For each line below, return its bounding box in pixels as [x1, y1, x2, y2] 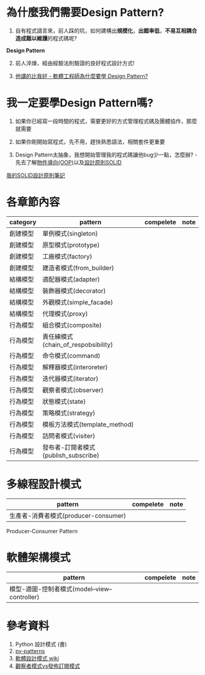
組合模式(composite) [42, 321, 102, 329]
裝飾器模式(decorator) [42, 286, 106, 295]
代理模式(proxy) [42, 309, 88, 318]
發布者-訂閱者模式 [42, 443, 96, 451]
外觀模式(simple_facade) [42, 297, 113, 306]
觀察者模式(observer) [42, 385, 104, 394]
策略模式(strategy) [42, 409, 96, 417]
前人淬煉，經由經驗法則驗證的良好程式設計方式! [15, 59, 135, 67]
